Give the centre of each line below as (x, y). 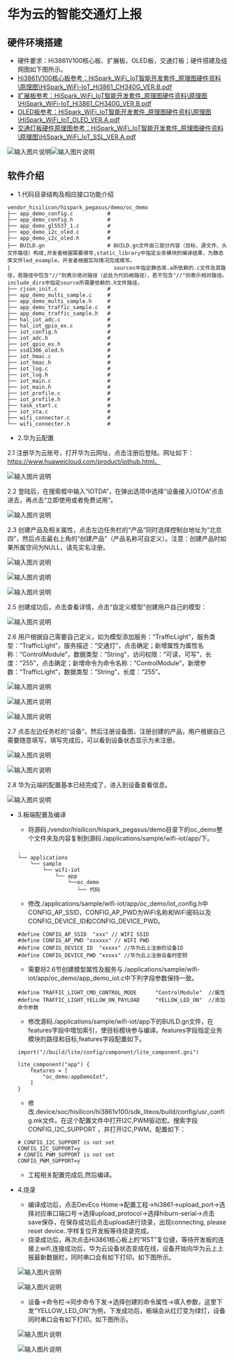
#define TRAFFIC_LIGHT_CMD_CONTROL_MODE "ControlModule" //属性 (121, 993)
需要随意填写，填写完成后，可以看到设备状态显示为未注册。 (93, 740)
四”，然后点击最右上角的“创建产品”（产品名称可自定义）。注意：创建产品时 (114, 538)
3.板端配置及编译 (42, 815)
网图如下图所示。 (42, 69)
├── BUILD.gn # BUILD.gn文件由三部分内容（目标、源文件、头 (117, 245)
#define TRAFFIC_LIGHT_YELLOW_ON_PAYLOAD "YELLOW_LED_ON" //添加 (121, 1000)
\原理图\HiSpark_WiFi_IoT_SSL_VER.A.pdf (76, 137)
